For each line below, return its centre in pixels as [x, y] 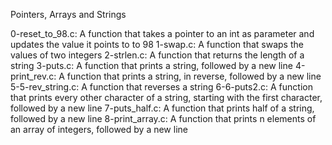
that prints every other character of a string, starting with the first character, [166, 97]
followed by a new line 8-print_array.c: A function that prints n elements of [163, 118]
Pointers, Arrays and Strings [68, 14]
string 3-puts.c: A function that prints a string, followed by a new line [151, 65]
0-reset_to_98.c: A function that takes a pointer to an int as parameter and [162, 33]
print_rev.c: [33, 76]
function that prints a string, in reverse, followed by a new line [194, 76]
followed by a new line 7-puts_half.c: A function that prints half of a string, [162, 108]
